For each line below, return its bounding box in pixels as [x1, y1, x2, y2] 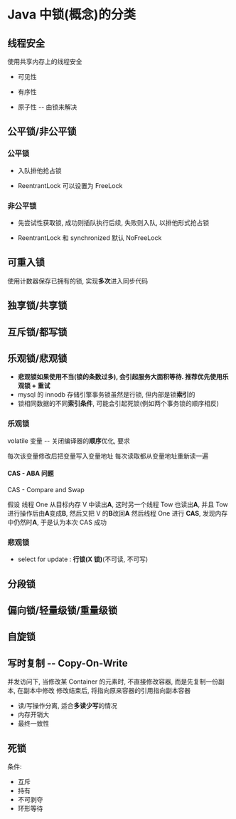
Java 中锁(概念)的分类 [7, 6, 136, 23]
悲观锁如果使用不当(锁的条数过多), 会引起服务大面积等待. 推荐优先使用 [17, 372, 222, 381]
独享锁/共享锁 [7, 300, 68, 312]
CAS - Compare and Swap [7, 485, 85, 494]
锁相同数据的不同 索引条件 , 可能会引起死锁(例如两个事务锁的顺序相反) [17, 400, 219, 408]
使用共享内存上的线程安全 [7, 58, 82, 66]
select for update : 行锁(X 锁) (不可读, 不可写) [17, 555, 148, 563]
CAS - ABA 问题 [7, 469, 55, 478]
